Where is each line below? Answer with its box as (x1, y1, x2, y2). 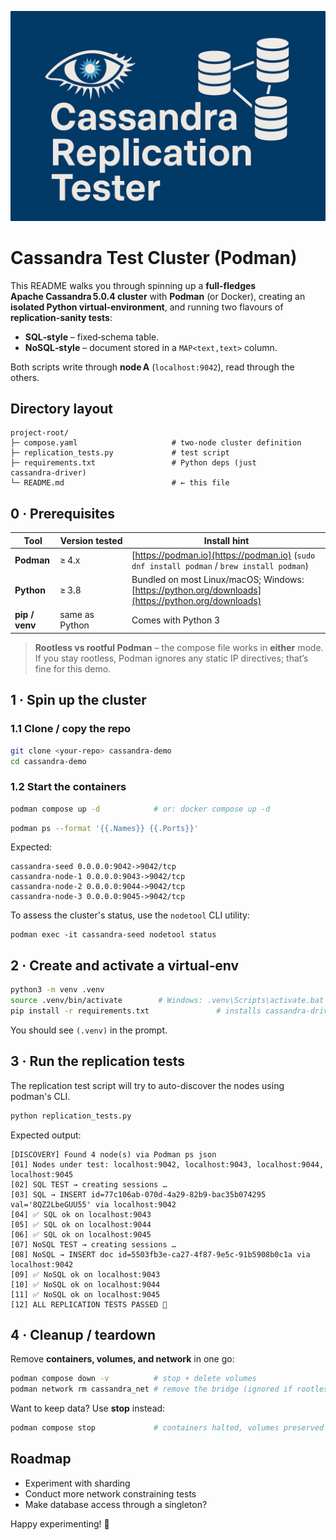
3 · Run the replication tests (10, 1053, 186, 1070)
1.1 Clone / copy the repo (10, 722, 132, 736)
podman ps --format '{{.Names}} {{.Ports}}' (10, 823, 199, 833)
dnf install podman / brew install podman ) (131, 559, 309, 571)
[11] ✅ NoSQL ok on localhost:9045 (10, 1289, 161, 1300)
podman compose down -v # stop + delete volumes (10, 1374, 257, 1384)
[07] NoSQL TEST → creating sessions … (10, 1239, 177, 1250)
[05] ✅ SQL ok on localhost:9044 (10, 1219, 152, 1230)
